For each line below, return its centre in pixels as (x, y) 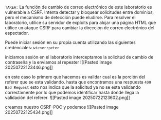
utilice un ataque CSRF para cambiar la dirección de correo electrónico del (80, 28)
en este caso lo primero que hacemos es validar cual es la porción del (75, 77)
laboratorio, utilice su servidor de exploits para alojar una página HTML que (80, 22)
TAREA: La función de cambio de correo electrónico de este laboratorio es (79, 7)
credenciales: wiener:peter (32, 48)
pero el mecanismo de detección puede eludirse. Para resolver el (70, 17)
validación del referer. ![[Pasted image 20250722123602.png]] (68, 98)
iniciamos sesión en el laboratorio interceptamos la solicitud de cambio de (79, 57)
